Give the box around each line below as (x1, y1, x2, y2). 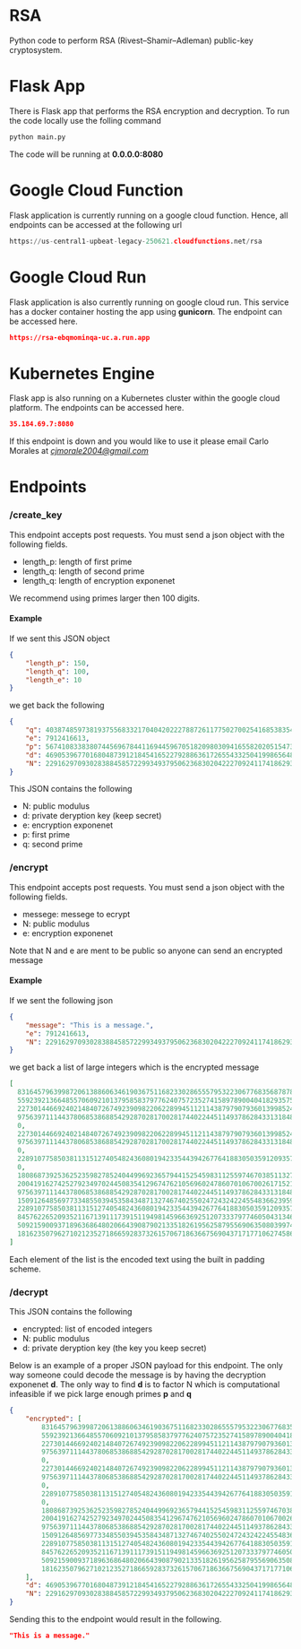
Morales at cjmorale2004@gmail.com (9, 446, 150, 456)
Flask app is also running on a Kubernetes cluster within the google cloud (9, 393, 280, 404)
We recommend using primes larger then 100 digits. (9, 593, 200, 603)
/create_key (9, 508, 63, 521)
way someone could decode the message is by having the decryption (9, 1369, 267, 1381)
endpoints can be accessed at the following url (9, 219, 182, 230)
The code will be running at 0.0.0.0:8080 (9, 149, 164, 160)
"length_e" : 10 (25, 675, 82, 684)
